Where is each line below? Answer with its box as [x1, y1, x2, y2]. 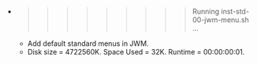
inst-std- [220, 7, 250, 16]
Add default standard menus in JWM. [27, 39, 149, 48]
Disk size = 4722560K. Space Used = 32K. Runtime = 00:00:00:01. [27, 47, 245, 56]
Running [192, 7, 220, 16]
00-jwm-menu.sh [192, 15, 250, 24]
